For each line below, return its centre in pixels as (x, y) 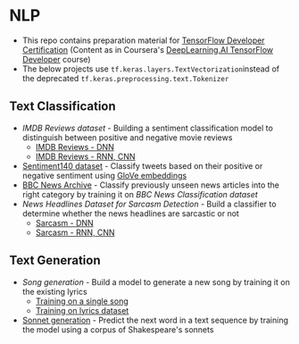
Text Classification (62, 107)
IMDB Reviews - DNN (75, 147)
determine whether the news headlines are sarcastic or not (130, 213)
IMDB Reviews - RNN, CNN (85, 156)
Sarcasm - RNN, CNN (75, 232)
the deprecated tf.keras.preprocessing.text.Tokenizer (125, 78)
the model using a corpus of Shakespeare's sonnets (118, 329)
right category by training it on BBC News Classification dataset (140, 194)
